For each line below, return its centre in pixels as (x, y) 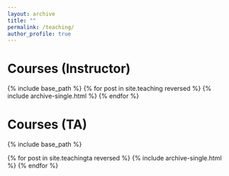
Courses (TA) (47, 125)
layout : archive (31, 14)
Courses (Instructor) (69, 69)
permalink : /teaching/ (41, 27)
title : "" (22, 21)
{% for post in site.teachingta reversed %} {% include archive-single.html (114, 158)
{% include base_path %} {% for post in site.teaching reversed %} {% (110, 89)
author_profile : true (39, 34)
